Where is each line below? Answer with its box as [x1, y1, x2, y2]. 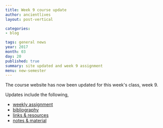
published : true [5, 59, 39, 64]
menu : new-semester [5, 68, 47, 73]
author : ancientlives [5, 12, 51, 17]
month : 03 [5, 49, 26, 54]
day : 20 [5, 54, 22, 59]
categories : [5, 26, 30, 31]
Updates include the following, [5, 92, 69, 98]
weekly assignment [12, 102, 53, 108]
